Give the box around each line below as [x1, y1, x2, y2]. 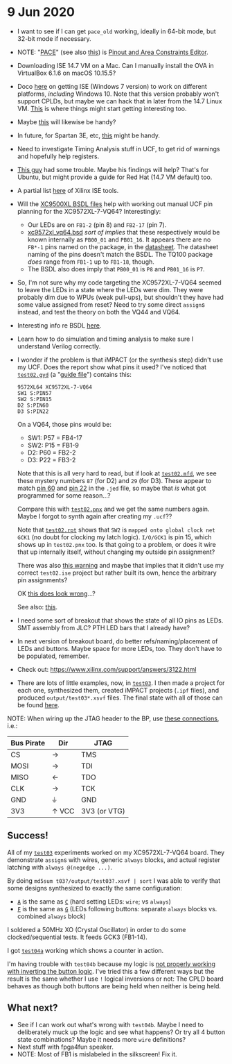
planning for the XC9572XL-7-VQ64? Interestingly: [17, 207, 161, 215]
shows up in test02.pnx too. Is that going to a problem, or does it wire [17, 540, 216, 548]
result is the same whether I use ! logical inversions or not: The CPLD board [7, 974, 224, 983]
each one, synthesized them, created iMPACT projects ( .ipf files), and [17, 686, 220, 694]
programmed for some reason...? [17, 491, 111, 500]
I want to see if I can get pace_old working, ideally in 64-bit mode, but [17, 27, 216, 35]
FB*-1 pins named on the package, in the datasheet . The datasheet [27, 242, 219, 251]
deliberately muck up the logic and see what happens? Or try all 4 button [17, 1028, 226, 1036]
